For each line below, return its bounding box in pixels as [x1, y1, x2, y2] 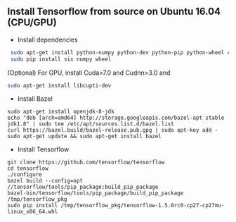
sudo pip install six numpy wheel [10, 56, 112, 63]
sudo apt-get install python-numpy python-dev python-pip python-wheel [10, 49, 225, 56]
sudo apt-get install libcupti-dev [7, 82, 112, 89]
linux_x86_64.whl [7, 208, 58, 216]
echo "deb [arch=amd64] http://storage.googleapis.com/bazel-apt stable [7, 114, 225, 122]
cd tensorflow [7, 165, 49, 172]
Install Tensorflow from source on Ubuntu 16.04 [7, 6, 221, 18]
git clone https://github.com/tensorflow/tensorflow [7, 159, 165, 166]
